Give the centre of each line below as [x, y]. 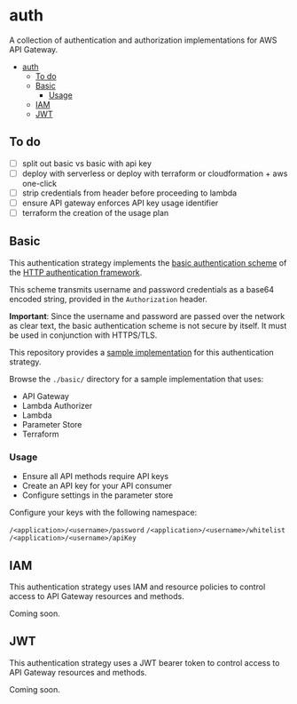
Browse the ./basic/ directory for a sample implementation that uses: [137, 379]
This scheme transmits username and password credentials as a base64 [142, 289]
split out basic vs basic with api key [87, 163]
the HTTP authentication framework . [76, 272]
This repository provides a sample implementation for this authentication [142, 352]
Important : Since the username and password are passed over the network [147, 316]
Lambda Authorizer [57, 405]
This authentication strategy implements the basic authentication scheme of [148, 262]
